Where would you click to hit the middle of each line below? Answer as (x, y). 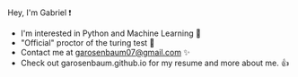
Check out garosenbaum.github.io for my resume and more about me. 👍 (155, 63)
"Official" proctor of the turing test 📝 (88, 43)
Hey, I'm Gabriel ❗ (39, 13)
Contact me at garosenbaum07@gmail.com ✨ (105, 52)
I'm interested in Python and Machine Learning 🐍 (111, 33)
